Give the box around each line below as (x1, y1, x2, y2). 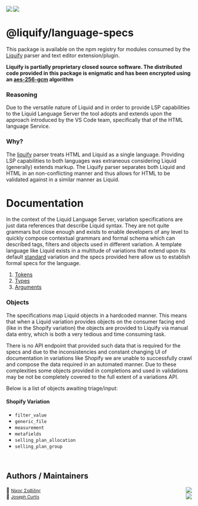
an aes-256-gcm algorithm (6, 75, 74, 82)
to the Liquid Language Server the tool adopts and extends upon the (6, 110, 172, 117)
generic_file (14, 418, 47, 424)
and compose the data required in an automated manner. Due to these (6, 361, 177, 368)
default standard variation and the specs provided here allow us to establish (6, 253, 190, 260)
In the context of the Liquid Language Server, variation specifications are (6, 216, 183, 223)
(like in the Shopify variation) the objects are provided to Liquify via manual (6, 324, 189, 331)
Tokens (14, 271, 33, 278)
